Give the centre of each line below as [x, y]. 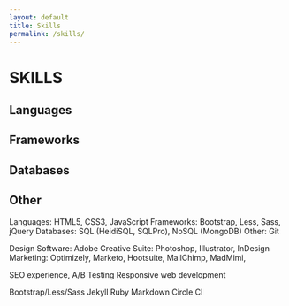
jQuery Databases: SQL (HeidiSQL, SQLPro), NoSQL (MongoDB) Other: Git [144, 231]
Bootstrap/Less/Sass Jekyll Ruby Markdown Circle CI [106, 292]
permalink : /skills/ [47, 34]
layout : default [39, 17]
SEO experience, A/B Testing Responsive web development [118, 274]
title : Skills [35, 26]
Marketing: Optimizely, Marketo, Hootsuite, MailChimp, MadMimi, [128, 257]
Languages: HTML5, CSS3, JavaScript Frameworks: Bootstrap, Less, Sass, [145, 221]
